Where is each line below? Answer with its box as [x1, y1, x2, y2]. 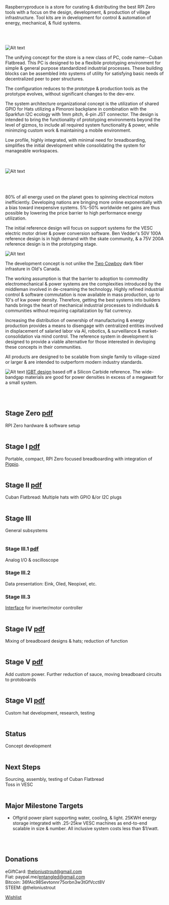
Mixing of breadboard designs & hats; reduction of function [5, 638, 128, 644]
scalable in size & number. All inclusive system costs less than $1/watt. [12, 826, 159, 832]
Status [5, 730, 27, 738]
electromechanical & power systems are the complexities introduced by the [5, 281, 161, 287]
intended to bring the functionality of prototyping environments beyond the [5, 117, 161, 123]
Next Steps [5, 763, 41, 771]
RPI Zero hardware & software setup [5, 422, 80, 428]
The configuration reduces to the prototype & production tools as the [5, 85, 148, 91]
